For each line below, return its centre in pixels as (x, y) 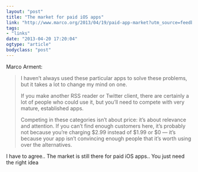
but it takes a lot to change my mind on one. (74, 84)
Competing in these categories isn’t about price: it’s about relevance (103, 120)
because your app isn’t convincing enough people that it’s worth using (106, 138)
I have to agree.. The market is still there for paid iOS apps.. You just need (95, 156)
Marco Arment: (24, 67)
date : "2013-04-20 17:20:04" (42, 39)
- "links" (18, 34)
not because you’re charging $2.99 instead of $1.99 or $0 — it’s (98, 132)
